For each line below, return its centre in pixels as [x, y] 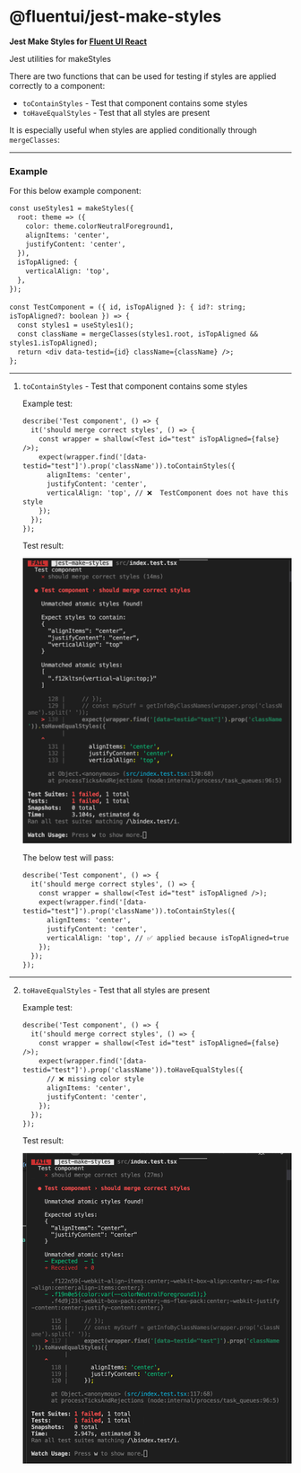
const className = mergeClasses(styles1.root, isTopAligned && [138, 334]
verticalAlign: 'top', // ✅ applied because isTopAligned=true [168, 939]
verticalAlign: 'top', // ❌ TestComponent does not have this [168, 493]
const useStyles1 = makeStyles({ [72, 208]
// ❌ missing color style [95, 1080]
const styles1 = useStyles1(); [76, 325]
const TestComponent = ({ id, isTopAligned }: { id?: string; [128, 307]
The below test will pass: [68, 858]
